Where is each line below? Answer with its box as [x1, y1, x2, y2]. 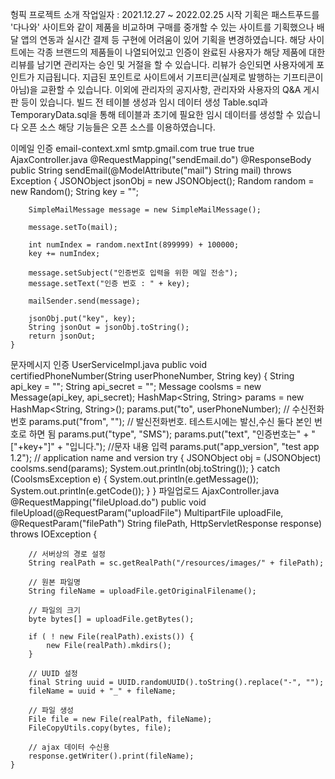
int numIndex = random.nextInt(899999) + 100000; [28, 240, 240, 250]
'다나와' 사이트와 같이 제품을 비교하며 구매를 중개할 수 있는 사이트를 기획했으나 [10, 21, 315, 33]
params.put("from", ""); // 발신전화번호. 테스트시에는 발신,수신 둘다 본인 [28, 416, 313, 427]
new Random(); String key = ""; [10, 186, 139, 197]
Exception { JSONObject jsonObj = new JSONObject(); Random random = [10, 175, 315, 187]
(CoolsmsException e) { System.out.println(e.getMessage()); [10, 473, 260, 485]
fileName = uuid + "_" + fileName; [28, 686, 177, 696]
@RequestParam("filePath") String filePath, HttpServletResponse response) [10, 518, 323, 529]
